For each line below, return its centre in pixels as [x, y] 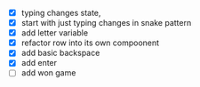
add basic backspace [60, 53]
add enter [39, 63]
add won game [48, 73]
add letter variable [55, 33]
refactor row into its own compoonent [90, 43]
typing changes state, [61, 13]
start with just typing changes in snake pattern [106, 23]
